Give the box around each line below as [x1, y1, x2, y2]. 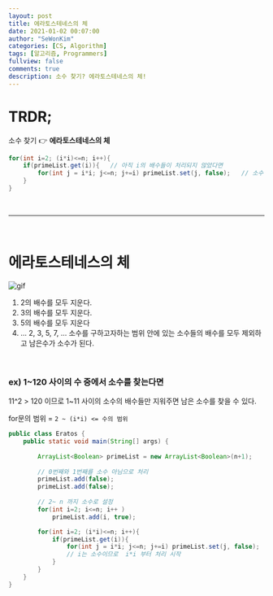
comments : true [8, 65, 60, 73]
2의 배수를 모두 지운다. [19, 298, 93, 307]
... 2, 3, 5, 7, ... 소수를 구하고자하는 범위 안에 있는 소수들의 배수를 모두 [19, 328, 240, 337]
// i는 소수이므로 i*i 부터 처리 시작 [66, 550, 181, 559]
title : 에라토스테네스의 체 [8, 20, 88, 28]
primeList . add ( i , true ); [51, 513, 136, 521]
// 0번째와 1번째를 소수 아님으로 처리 [37, 468, 149, 476]
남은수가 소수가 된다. [28, 338, 95, 348]
